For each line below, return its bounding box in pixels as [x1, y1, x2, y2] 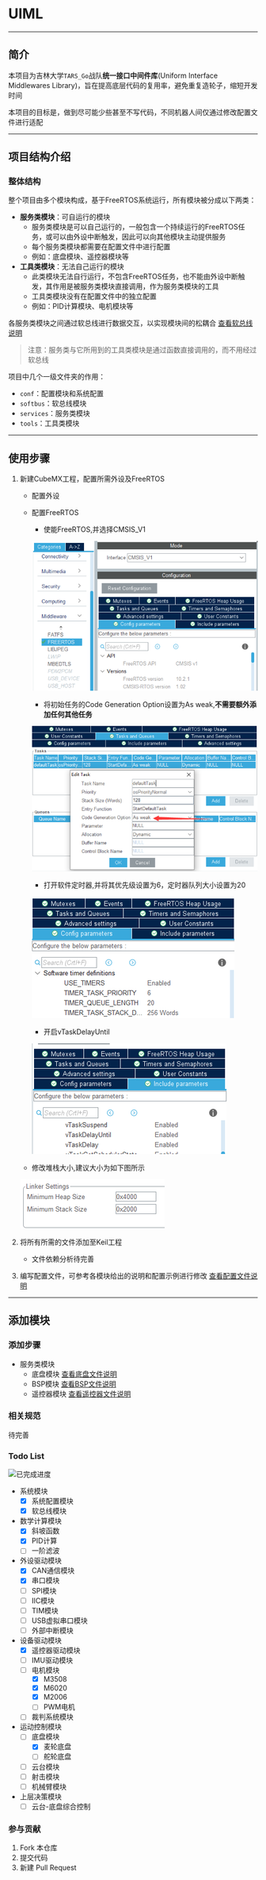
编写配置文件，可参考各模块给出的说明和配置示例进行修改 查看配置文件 [19, 1271, 251, 1280]
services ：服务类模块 [19, 409, 91, 418]
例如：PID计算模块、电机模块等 [31, 302, 134, 311]
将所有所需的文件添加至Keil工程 [19, 1237, 123, 1247]
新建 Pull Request [19, 1863, 77, 1873]
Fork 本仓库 [19, 1843, 58, 1853]
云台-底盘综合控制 [31, 1801, 91, 1811]
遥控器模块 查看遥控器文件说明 [31, 1389, 131, 1398]
